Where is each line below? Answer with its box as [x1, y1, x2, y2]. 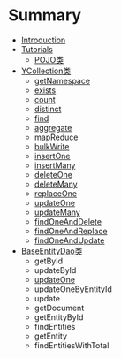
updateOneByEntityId [34, 284, 112, 294]
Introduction [20, 34, 66, 45]
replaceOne [34, 187, 77, 199]
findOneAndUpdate [34, 235, 105, 246]
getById [34, 255, 64, 266]
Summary [8, 5, 81, 26]
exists [34, 85, 57, 95]
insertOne [34, 150, 72, 161]
